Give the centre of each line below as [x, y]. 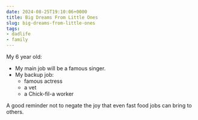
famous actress [43, 81]
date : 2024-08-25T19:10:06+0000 [47, 12]
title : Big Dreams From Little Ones [52, 17]
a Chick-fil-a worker [49, 94]
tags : [13, 28]
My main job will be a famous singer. [60, 68]
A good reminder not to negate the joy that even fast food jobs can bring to [99, 105]
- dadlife [19, 34]
